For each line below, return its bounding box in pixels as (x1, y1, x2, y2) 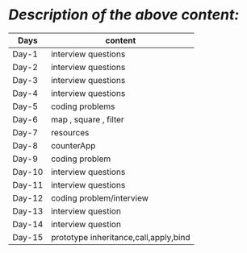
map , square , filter (51, 114, 125, 125)
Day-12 (12, 192, 44, 203)
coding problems (51, 101, 115, 112)
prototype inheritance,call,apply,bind (51, 231, 190, 243)
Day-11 (12, 179, 44, 190)
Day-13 (12, 205, 44, 217)
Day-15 (12, 231, 44, 243)
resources (51, 126, 90, 138)
